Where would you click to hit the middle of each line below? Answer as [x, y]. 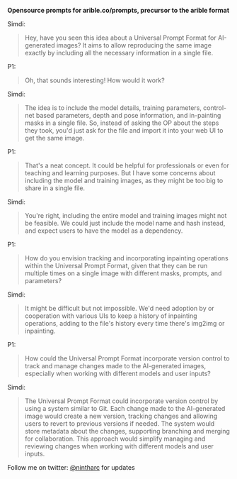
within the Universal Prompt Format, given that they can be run [116, 266]
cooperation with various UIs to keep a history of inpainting [111, 316]
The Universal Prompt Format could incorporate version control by [121, 401]
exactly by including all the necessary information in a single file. [119, 53]
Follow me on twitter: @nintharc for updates [71, 467]
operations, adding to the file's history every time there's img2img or [125, 323]
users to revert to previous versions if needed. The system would [120, 424]
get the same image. [54, 138]
